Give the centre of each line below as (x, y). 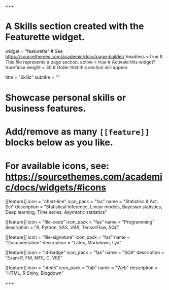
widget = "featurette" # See (34, 51)
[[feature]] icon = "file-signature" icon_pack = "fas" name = (68, 237)
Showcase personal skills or (66, 98)
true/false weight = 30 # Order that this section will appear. (67, 67)
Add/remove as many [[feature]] (77, 132)
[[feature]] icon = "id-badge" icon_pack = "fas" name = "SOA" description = (85, 252)
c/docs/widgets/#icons (56, 187)
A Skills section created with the (75, 26)
